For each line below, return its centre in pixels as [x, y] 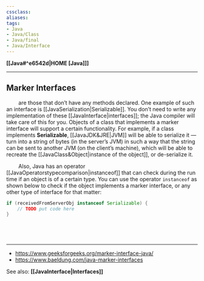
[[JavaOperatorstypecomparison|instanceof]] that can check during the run [101, 172]
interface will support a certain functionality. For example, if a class [90, 128]
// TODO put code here [46, 209]
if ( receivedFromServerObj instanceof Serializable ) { [77, 203]
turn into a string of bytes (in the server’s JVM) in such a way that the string [101, 141]
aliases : [17, 18]
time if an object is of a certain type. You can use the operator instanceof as [102, 179]
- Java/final [23, 40]
